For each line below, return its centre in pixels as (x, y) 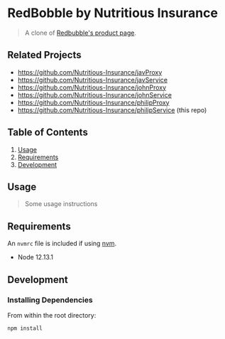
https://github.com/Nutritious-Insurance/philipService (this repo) (112, 110)
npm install (25, 328)
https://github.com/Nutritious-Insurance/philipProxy (93, 102)
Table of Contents (48, 133)
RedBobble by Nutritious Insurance (113, 13)
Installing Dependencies (50, 300)
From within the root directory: (52, 315)
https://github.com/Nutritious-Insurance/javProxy (90, 72)
